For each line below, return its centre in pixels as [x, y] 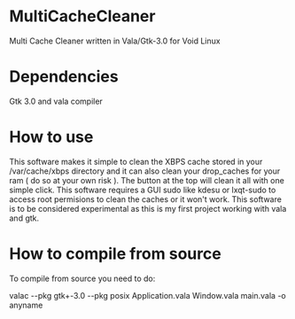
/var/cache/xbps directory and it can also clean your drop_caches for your [145, 171]
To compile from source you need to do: [82, 278]
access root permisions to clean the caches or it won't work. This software [145, 199]
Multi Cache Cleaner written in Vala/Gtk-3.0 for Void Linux [115, 41]
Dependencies [64, 77]
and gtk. [24, 218]
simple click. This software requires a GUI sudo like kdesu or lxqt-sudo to [143, 190]
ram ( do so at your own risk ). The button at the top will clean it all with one [147, 180]
